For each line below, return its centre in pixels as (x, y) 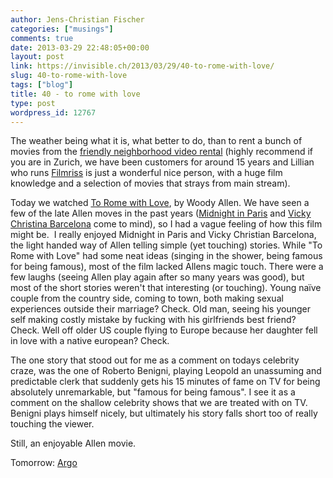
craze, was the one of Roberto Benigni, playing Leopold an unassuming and (166, 371)
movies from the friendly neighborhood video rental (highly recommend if (162, 152)
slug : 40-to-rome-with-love (69, 76)
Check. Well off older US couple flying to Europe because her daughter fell (164, 330)
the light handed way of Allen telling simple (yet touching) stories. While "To (166, 245)
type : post (33, 103)
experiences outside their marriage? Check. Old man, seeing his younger (160, 309)
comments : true (42, 38)
